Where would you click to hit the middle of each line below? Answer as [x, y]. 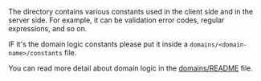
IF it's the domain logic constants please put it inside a [98, 44]
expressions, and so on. [48, 28]
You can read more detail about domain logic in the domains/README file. [130, 68]
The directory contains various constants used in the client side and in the [131, 12]
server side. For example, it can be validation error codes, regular [116, 20]
